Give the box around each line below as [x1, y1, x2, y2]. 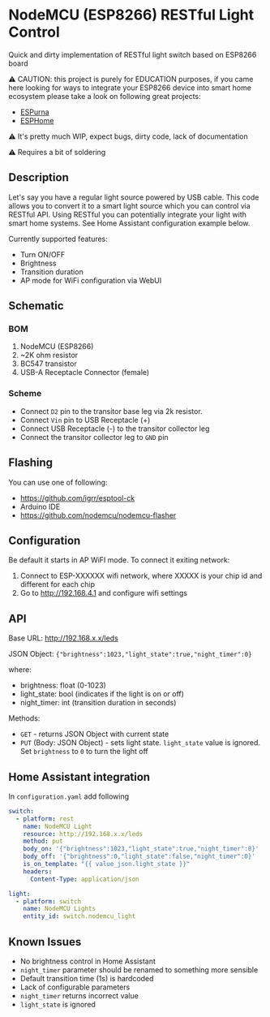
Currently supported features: [8, 234, 108, 243]
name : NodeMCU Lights [23, 905, 96, 913]
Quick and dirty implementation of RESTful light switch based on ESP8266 [8, 50, 257, 59]
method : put [23, 838, 63, 846]
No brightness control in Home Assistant [19, 956, 156, 967]
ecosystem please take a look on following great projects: [8, 91, 201, 101]
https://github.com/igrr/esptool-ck [19, 493, 135, 502]
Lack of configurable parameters [19, 982, 131, 992]
